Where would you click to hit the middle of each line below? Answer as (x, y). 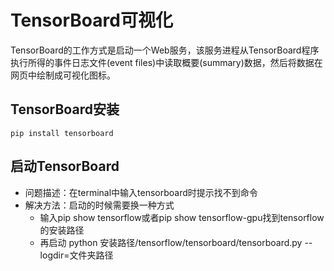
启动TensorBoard (65, 166)
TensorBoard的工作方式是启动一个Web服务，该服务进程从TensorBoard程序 (165, 50)
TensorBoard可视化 (91, 20)
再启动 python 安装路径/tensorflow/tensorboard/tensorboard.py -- (176, 242)
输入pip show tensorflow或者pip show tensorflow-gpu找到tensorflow (182, 217)
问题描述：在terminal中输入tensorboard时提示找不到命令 (141, 192)
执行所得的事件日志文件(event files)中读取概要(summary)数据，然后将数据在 (166, 62)
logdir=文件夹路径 (76, 255)
